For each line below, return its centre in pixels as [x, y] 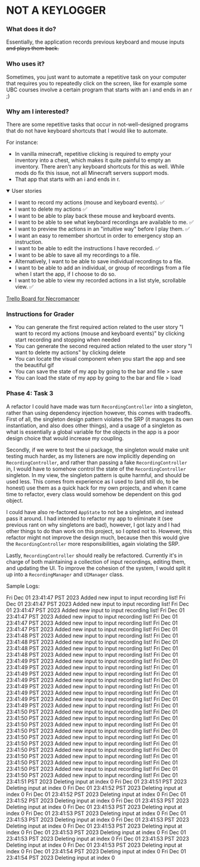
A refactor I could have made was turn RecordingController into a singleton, [100, 406]
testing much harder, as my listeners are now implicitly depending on [91, 456]
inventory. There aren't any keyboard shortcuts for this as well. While [100, 167]
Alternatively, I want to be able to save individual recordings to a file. [99, 262]
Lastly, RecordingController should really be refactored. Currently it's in [95, 555]
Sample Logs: [23, 586]
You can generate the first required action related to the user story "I [99, 327]
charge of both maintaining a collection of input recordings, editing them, [96, 561]
